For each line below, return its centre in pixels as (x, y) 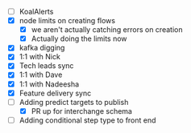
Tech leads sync (46, 66)
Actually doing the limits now (79, 38)
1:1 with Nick (40, 57)
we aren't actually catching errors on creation (107, 30)
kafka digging (42, 48)
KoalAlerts (36, 12)
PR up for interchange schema (81, 111)
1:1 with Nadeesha (49, 84)
